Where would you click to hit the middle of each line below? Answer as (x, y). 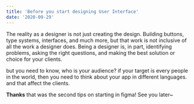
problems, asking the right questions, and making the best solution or (91, 53)
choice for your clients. (34, 59)
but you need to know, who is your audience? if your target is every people (97, 70)
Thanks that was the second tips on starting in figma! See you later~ (90, 95)
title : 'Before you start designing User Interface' (72, 12)
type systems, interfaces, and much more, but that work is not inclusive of (97, 40)
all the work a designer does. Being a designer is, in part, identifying (89, 46)
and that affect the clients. (38, 83)
